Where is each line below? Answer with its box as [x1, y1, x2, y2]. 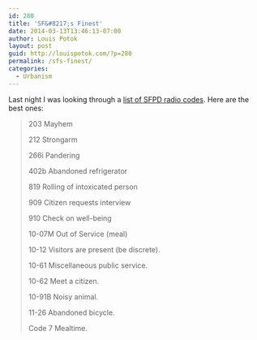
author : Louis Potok [8, 34, 79, 43]
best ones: [8, 103, 44, 113]
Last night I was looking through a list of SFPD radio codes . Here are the [8, 94, 250, 104]
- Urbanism [15, 72, 53, 80]
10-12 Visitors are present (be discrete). [28, 244, 161, 254]
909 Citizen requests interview [28, 197, 131, 207]
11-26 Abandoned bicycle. [28, 308, 115, 317]
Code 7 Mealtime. [28, 323, 88, 333]
